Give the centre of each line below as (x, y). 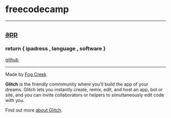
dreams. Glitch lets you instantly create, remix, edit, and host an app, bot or (84, 89)
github (12, 60)
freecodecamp (37, 9)
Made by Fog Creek (26, 74)
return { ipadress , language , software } (55, 49)
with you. (15, 100)
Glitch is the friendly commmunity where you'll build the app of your (77, 84)
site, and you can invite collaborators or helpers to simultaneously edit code (85, 95)
